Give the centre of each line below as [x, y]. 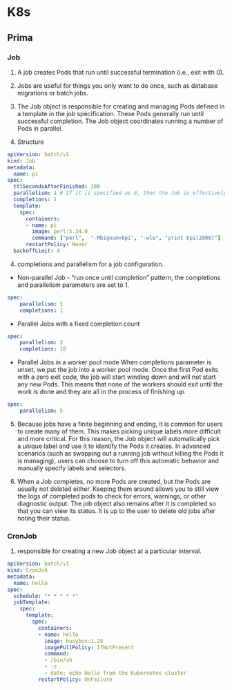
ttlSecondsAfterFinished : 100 [57, 187]
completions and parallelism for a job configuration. [90, 264]
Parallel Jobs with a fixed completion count [78, 324]
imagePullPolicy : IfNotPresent [89, 647]
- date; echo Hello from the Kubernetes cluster [115, 673]
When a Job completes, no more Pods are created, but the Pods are [114, 481]
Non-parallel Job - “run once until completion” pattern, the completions [119, 277]
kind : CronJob [28, 570]
